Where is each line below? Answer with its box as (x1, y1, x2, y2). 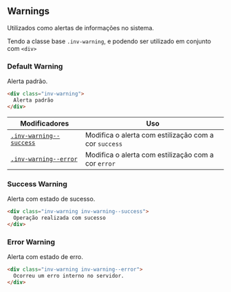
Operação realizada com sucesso (13, 214, 107, 221)
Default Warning (7, 61, 63, 71)
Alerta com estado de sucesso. (7, 195, 96, 203)
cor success (85, 139, 123, 148)
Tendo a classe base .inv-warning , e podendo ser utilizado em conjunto (7, 37, 212, 45)
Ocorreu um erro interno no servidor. (13, 272, 125, 279)
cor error (85, 158, 115, 168)
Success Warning (7, 179, 67, 188)
